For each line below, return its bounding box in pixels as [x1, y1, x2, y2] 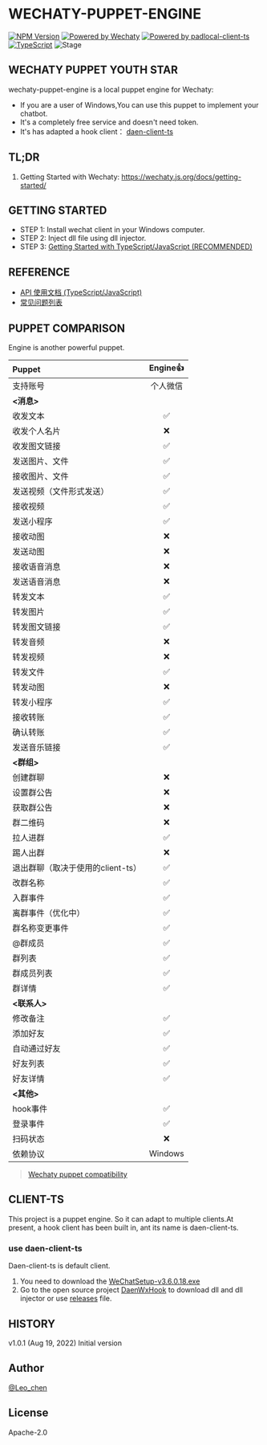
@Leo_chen [8, 1382, 48, 1392]
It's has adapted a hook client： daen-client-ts [19, 126, 174, 137]
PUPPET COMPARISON [8, 321, 126, 335]
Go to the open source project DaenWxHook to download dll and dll [19, 1285, 243, 1295]
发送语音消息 [12, 576, 62, 587]
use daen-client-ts [8, 1243, 83, 1254]
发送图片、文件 [12, 455, 70, 467]
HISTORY [8, 1316, 56, 1330]
